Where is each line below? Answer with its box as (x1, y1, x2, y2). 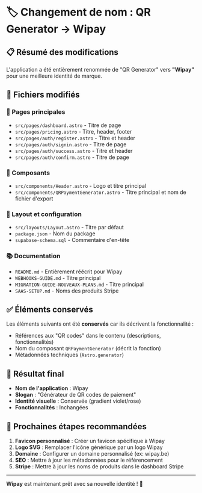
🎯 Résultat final (6, 368, 64, 379)
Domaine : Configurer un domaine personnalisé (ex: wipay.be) (14, 450, 170, 457)
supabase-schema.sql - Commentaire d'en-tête (14, 237, 130, 244)
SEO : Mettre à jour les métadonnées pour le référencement (14, 456, 164, 464)
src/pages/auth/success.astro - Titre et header (14, 147, 133, 154)
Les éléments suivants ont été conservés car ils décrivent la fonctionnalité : (6, 320, 194, 327)
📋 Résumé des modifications (6, 47, 119, 57)
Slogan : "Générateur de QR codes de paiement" (14, 391, 136, 398)
